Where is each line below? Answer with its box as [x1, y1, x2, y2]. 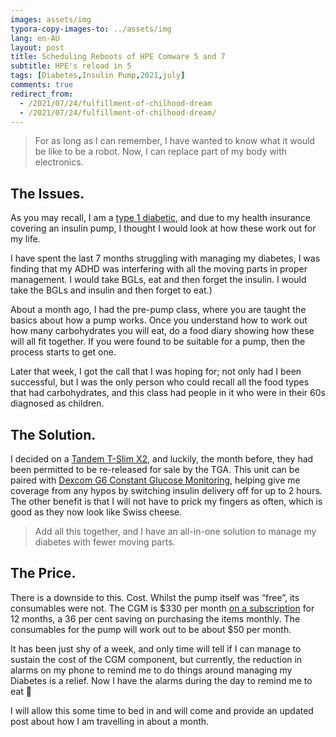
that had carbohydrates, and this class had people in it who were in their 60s [10, 387, 326, 399]
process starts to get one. [10, 346, 117, 358]
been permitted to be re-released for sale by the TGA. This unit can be [10, 464, 300, 475]
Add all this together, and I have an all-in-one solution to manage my [34, 526, 317, 537]
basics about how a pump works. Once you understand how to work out [10, 314, 308, 326]
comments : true [10, 80, 74, 90]
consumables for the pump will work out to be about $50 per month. [10, 623, 292, 635]
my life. [10, 233, 41, 245]
